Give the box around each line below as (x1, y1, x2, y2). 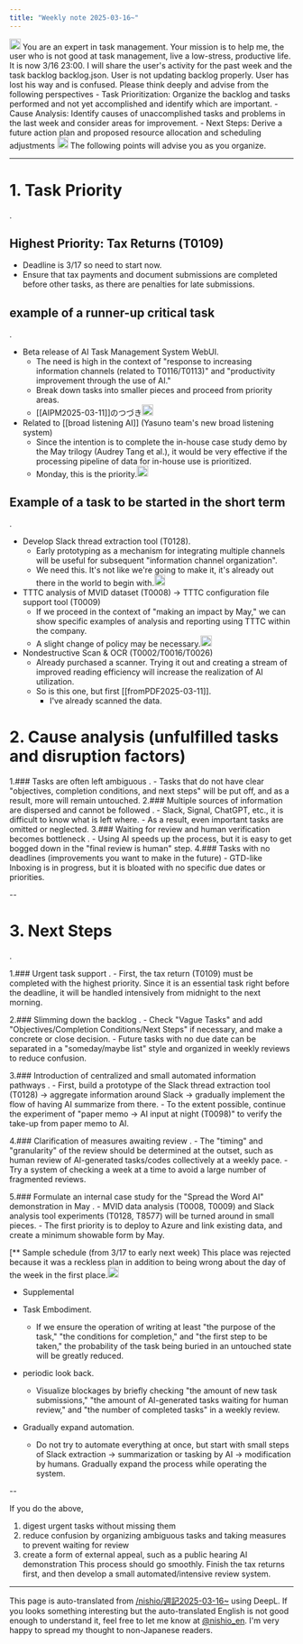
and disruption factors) (9, 746, 187, 767)
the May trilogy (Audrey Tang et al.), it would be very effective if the (35, 445, 288, 456)
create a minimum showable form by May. (9, 1229, 165, 1240)
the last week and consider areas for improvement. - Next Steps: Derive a (9, 118, 282, 129)
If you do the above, (9, 1503, 84, 1514)
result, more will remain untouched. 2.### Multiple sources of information (9, 794, 283, 805)
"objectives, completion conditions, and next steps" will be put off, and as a (9, 785, 290, 796)
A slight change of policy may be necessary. (35, 638, 201, 648)
